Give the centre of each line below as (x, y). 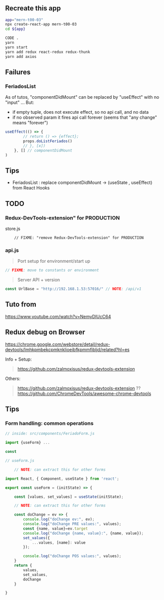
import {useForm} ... (28, 443)
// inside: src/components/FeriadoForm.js (50, 434)
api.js (12, 250)
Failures (18, 72)
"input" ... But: (20, 102)
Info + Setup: (18, 359)
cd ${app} (15, 29)
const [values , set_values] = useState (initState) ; (69, 497)
